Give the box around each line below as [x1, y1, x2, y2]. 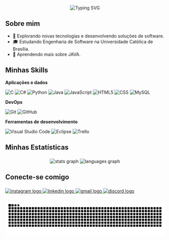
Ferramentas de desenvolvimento [5, 118, 78, 125]
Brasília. [12, 46, 29, 52]
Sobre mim [5, 19, 40, 28]
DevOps [5, 99, 23, 105]
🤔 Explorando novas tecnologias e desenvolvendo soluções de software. [12, 33, 164, 39]
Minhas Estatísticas [5, 143, 69, 152]
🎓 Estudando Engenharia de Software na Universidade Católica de [12, 38, 153, 45]
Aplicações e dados [5, 79, 48, 86]
